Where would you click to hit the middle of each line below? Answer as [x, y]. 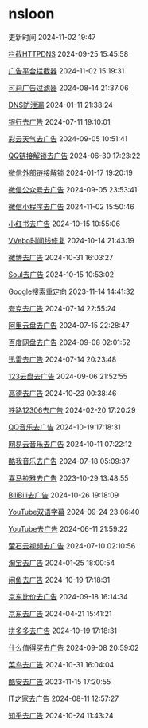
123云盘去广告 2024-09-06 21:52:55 [68, 376]
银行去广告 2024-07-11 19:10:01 [59, 121]
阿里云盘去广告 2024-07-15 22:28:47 [69, 325]
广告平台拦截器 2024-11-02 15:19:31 [66, 71]
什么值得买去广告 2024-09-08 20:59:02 [74, 647]
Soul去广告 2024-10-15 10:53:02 [61, 274]
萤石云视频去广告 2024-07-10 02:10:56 [72, 546]
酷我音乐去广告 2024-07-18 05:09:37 [69, 461]
